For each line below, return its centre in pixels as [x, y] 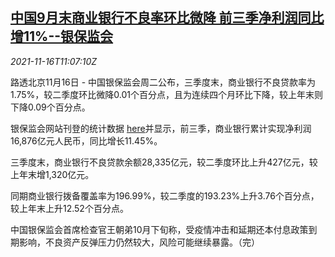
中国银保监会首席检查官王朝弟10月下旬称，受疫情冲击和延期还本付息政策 [159, 229]
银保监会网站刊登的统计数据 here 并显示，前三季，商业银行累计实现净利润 [161, 128]
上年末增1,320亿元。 [52, 174]
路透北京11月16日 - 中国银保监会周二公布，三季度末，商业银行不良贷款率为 [163, 82]
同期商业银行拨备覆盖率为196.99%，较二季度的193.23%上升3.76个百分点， [165, 195]
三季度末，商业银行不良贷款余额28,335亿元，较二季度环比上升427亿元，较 [164, 162]
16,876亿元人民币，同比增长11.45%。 [86, 140]
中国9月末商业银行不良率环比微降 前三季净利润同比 [167, 18]
